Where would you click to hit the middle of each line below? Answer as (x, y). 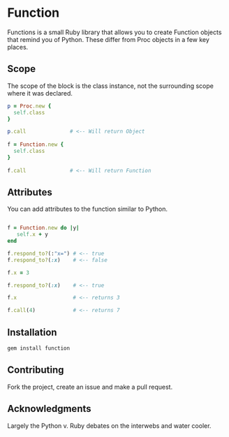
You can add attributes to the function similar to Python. (88, 209)
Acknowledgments (50, 409)
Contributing (36, 370)
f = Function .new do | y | (43, 228)
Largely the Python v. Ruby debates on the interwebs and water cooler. (109, 425)
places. (18, 47)
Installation (32, 332)
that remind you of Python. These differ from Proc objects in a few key (108, 39)
